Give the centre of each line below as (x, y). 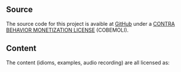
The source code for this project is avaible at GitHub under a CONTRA (90, 23)
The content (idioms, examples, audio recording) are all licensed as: (88, 62)
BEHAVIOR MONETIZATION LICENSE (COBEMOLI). (67, 30)
